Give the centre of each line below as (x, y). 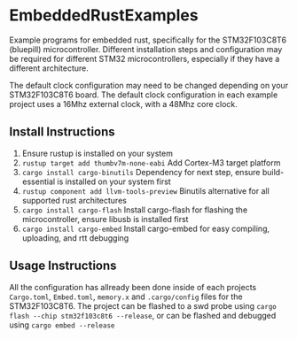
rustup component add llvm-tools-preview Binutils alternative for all (146, 190)
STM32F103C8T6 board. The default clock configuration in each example (144, 95)
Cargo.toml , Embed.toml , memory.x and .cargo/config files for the (126, 297)
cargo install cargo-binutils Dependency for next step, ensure (141, 172)
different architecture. (49, 68)
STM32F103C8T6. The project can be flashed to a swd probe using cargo (143, 305)
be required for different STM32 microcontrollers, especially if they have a (145, 58)
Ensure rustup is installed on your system (97, 153)
